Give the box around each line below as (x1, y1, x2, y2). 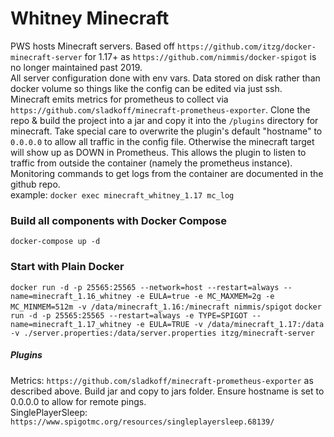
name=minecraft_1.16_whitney (10, 291, 132, 301)
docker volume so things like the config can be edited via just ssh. (10, 82, 283, 94)
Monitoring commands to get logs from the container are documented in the (10, 167, 324, 179)
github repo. (10, 178, 61, 190)
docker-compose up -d (10, 237, 101, 247)
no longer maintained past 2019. (10, 61, 143, 73)
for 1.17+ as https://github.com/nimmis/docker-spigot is (84, 50, 317, 62)
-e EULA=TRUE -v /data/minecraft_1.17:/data (135, 319, 325, 329)
